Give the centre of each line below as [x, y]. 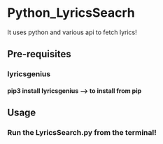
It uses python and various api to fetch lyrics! [72, 32]
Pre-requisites [39, 54]
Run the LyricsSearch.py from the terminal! [82, 133]
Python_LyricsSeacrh [71, 13]
